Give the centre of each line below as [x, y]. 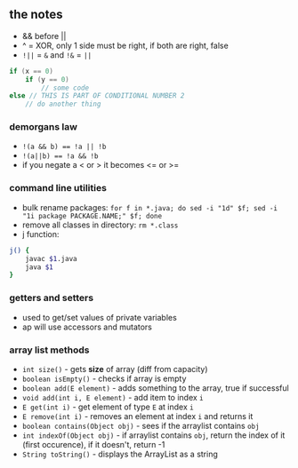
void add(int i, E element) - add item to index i [113, 397]
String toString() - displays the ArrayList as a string [120, 454]
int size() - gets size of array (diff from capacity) [115, 369]
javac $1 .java [51, 258]
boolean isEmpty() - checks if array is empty [104, 378]
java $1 [39, 267]
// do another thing [63, 104]
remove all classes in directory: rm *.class [100, 225]
